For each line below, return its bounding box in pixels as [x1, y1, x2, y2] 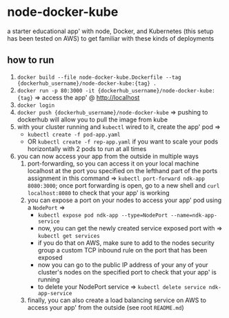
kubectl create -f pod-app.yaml [27, 131, 121, 138]
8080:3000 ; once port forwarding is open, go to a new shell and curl [27, 181, 220, 190]
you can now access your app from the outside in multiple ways [17, 152, 199, 160]
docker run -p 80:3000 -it [17, 87, 95, 94]
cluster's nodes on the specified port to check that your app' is [37, 268, 217, 276]
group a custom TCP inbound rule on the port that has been [37, 246, 208, 254]
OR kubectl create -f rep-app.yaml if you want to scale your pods [27, 137, 219, 146]
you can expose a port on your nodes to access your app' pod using [27, 196, 222, 204]
